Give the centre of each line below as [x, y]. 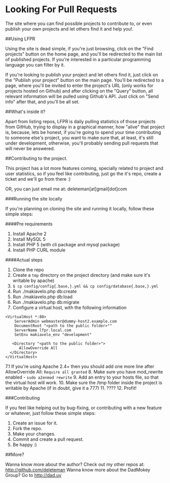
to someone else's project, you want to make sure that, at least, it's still [79, 137]
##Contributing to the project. [36, 158]
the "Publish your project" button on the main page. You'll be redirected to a [84, 80]
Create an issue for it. [35, 423]
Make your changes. [34, 434]
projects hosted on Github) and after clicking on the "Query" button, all [79, 91]
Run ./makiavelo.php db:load [42, 297]
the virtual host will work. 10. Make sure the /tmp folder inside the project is [84, 382]
